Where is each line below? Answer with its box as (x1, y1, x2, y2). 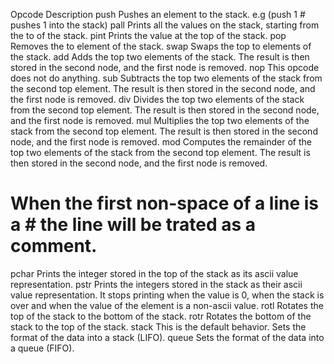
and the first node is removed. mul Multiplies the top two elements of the (10, 115, 310, 126)
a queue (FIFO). (10, 342, 75, 354)
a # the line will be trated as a (10, 214, 257, 236)
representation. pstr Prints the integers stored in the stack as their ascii (10, 278, 303, 290)
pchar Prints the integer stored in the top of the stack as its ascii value (10, 267, 299, 279)
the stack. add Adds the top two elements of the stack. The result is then (10, 51, 310, 63)
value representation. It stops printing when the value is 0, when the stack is (10, 289, 325, 301)
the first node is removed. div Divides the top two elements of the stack (10, 94, 305, 105)
